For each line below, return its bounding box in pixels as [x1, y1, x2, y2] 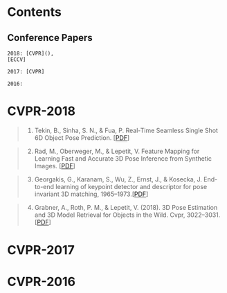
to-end [34, 182, 54, 190]
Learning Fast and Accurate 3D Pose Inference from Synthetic [34, 154, 212, 163]
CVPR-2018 [7, 103, 76, 119]
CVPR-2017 [7, 242, 75, 258]
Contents [7, 4, 62, 20]
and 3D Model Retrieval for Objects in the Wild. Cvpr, [34, 211, 185, 219]
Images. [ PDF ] [34, 161, 76, 170]
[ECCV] [7, 56, 26, 63]
